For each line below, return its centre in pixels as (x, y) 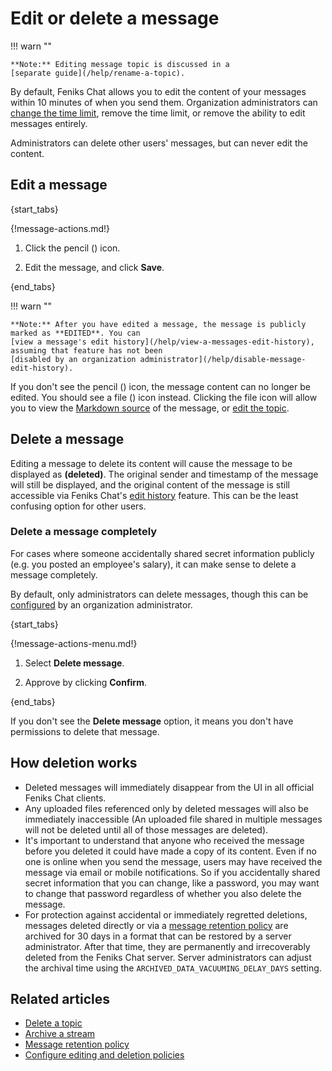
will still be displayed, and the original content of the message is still (150, 484)
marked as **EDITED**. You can (75, 333)
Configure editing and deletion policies (104, 1055)
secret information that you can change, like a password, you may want (172, 883)
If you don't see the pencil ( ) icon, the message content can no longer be (160, 386)
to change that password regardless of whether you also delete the (163, 893)
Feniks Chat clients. (65, 798)
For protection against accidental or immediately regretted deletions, (166, 914)
